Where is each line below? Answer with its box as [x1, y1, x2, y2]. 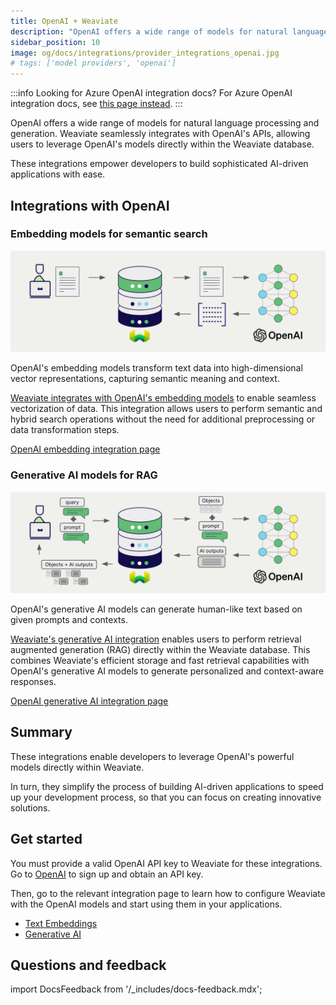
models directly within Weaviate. [10, 761, 145, 773]
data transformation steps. [10, 424, 120, 436]
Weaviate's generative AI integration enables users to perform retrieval [10, 633, 302, 645]
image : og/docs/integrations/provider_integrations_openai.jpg [10, 48, 280, 58]
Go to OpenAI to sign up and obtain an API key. [10, 868, 204, 880]
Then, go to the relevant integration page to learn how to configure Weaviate [10, 887, 326, 899]
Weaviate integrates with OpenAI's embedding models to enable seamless [10, 392, 317, 404]
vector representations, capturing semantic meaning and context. [10, 373, 280, 385]
